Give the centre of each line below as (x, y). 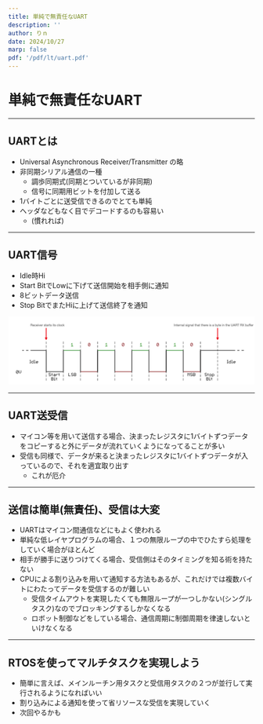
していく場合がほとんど (57, 550)
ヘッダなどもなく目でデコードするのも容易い (92, 210)
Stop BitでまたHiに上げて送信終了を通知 (84, 305)
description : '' (34, 25)
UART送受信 (38, 416)
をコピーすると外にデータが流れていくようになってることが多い (122, 446)
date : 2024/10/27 (36, 42)
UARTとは (33, 141)
